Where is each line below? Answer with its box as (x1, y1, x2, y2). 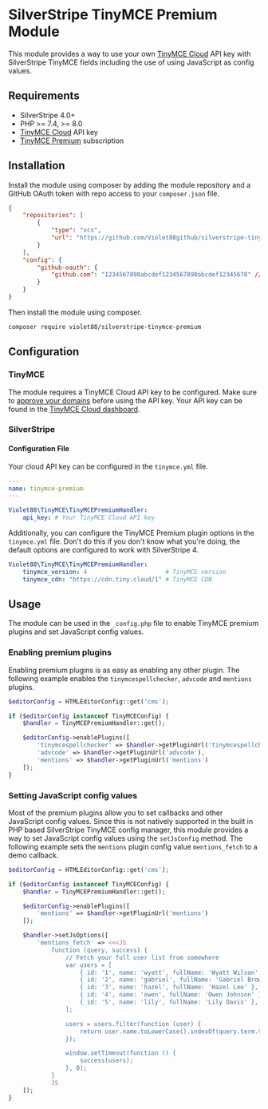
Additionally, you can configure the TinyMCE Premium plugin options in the (8, 529, 255, 537)
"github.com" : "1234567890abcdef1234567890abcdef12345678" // (50, 271, 262, 279)
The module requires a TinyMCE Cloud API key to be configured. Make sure (8, 387, 258, 397)
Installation (8, 159, 65, 172)
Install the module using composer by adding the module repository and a (8, 180, 251, 189)
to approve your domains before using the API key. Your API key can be (8, 395, 243, 405)
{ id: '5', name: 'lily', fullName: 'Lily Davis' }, (79, 998, 259, 1007)
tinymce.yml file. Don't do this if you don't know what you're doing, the (8, 537, 241, 546)
